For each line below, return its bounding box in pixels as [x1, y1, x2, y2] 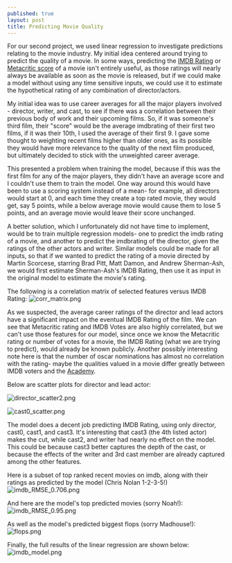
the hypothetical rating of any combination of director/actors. [7, 86, 181, 94]
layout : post [7, 17, 45, 24]
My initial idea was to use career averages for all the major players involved [7, 100, 222, 108]
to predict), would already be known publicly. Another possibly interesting [7, 345, 218, 354]
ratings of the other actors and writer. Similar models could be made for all [7, 244, 220, 253]
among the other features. [7, 458, 82, 466]
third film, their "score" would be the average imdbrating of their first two [7, 122, 215, 130]
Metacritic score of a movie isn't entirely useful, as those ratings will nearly [7, 64, 222, 73]
